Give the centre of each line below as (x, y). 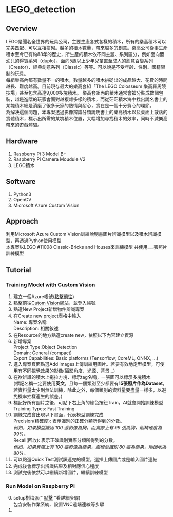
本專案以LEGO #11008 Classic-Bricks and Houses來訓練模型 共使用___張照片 (86, 247)
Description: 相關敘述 (36, 329)
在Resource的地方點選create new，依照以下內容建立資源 (73, 335)
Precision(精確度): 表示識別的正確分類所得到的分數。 (69, 421)
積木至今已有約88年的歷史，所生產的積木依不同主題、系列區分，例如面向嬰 (85, 54)
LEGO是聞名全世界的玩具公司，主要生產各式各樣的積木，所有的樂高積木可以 (86, 41)
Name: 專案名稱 (30, 322)
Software (21, 182)
